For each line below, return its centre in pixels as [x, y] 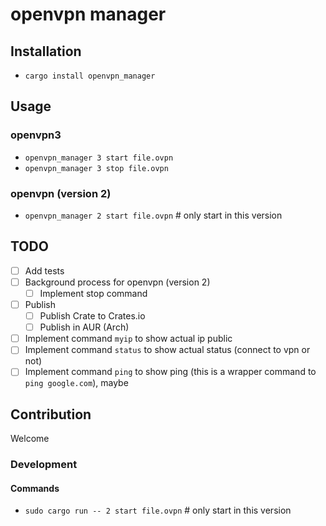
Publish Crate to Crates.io [92, 316]
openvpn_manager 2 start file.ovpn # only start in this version [153, 215]
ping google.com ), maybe [76, 383]
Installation [46, 51]
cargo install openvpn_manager [90, 76]
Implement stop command [93, 293]
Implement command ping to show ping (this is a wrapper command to [170, 372]
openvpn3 [36, 135]
